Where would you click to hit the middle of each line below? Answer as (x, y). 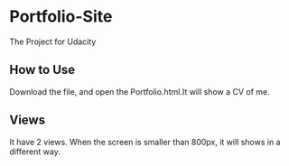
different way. (35, 152)
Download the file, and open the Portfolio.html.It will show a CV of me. (140, 91)
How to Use (42, 70)
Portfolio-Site (61, 17)
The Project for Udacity (53, 41)
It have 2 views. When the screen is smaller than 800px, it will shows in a (145, 142)
